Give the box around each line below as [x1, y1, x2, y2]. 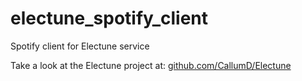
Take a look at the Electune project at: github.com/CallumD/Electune [10, 59, 292, 71]
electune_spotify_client [10, 7, 209, 30]
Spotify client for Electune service [10, 40, 150, 52]
